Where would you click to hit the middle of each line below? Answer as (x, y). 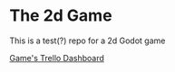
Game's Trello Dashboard (57, 58)
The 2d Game (61, 16)
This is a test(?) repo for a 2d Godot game (87, 40)
